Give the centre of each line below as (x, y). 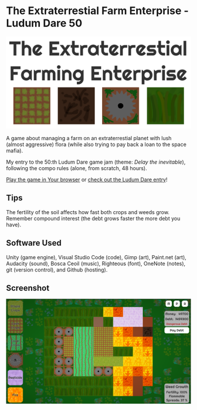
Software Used (34, 243)
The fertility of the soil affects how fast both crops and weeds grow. (88, 212)
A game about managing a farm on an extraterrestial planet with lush (89, 138)
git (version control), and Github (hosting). (57, 270)
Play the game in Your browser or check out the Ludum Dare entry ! (87, 179)
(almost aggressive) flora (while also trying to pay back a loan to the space (96, 144)
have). (14, 225)
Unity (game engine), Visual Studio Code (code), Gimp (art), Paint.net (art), (96, 257)
